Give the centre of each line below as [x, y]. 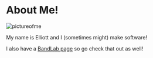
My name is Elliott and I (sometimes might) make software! [77, 37]
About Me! [32, 10]
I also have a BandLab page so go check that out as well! [75, 48]
